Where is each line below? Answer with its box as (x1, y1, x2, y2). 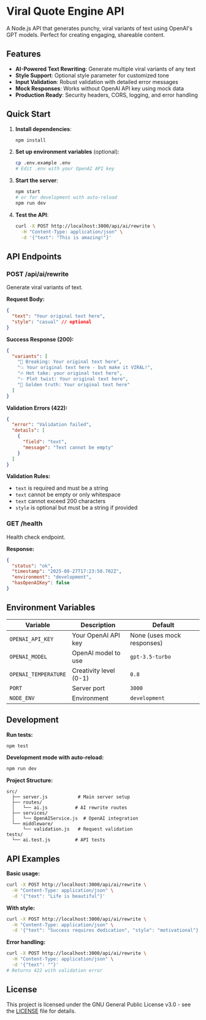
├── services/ (12, 810, 48, 816)
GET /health (6, 519, 43, 528)
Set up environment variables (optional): (15, 148, 120, 156)
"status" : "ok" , (12, 563, 53, 569)
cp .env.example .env (15, 160, 71, 166)
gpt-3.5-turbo (129, 653, 172, 660)
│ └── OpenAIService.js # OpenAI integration (12, 815, 139, 822)
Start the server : (15, 177, 58, 185)
